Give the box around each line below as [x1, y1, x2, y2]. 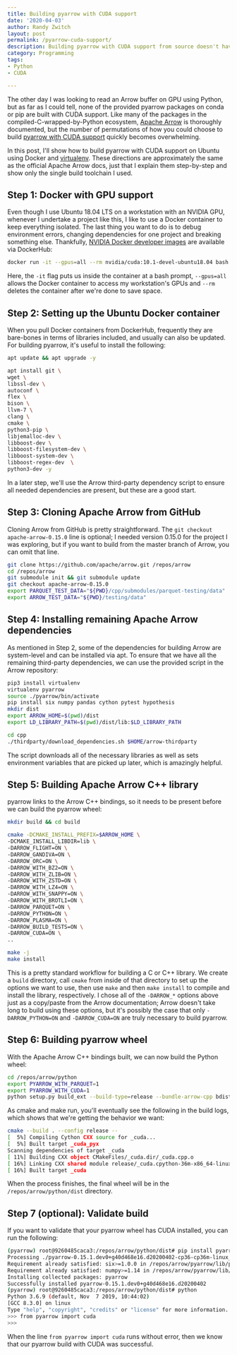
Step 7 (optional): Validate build [7, 1208, 149, 1219]
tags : [7, 56, 23, 64]
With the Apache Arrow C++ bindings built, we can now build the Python [7, 1052, 219, 1061]
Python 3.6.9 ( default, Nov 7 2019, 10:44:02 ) [7, 1293, 150, 1301]
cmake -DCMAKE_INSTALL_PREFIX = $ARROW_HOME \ [7, 831, 140, 838]
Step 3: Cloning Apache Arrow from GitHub [7, 506, 201, 519]
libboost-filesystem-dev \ [7, 446, 87, 453]
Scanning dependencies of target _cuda [7, 1147, 125, 1154]
